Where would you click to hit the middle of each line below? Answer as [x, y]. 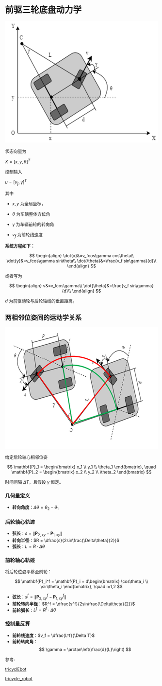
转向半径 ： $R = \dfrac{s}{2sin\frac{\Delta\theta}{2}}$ [66, 540]
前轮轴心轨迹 [20, 560]
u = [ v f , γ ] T [16, 182]
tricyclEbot [16, 669]
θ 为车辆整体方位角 [31, 214]
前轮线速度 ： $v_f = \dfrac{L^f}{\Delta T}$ [53, 635]
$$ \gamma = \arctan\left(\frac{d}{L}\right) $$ [85, 649]
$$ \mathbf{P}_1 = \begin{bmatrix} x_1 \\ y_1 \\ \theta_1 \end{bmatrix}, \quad [81, 467]
